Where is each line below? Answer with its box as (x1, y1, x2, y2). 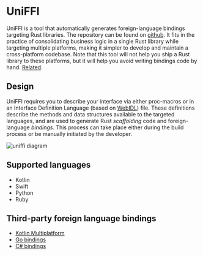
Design (6, 81, 34, 92)
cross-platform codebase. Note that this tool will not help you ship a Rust (6, 50, 190, 58)
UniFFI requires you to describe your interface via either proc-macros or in (6, 97, 194, 105)
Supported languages (6, 160, 91, 170)
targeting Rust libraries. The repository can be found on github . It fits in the (6, 31, 195, 38)
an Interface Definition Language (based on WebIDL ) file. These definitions (6, 104, 195, 111)
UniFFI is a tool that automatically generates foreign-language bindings (6, 24, 185, 32)
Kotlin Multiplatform (15, 230, 65, 237)
